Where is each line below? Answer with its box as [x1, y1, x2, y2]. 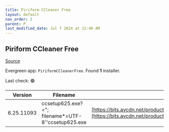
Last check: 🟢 [5, 77, 35, 83]
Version [12, 91, 32, 98]
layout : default [5, 12, 39, 17]
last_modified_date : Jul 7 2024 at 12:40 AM [5, 26, 100, 31]
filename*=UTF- [41, 112, 82, 119]
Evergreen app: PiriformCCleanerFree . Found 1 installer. [5, 67, 121, 73]
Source [5, 58, 20, 64]
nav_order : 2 [5, 17, 33, 22]
